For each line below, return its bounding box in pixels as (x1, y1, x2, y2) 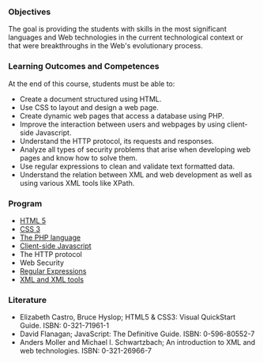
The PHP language (19, 233, 81, 242)
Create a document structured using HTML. (19, 94, 162, 104)
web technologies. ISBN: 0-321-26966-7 (19, 346, 152, 356)
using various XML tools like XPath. (19, 178, 135, 187)
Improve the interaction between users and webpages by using (19, 119, 226, 129)
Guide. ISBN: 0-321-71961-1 (19, 321, 109, 331)
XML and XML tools (19, 274, 85, 284)
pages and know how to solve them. (19, 153, 138, 162)
